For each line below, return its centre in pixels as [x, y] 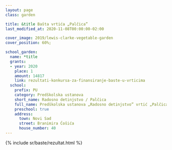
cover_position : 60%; [28, 43]
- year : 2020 [24, 66]
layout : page [19, 10]
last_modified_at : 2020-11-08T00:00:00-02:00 [55, 29]
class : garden [20, 15]
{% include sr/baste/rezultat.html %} [44, 143]
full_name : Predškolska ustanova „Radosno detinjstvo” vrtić [81, 104]
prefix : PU [26, 90]
